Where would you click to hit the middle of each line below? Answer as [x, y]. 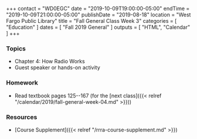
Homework [22, 83]
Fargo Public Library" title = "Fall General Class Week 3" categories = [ [91, 21]
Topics [16, 48]
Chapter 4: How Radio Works [50, 62]
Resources [22, 117]
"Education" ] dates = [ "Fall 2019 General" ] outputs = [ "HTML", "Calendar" [98, 27]
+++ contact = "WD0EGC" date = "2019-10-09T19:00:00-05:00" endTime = [98, 9]
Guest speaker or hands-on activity [57, 67]
